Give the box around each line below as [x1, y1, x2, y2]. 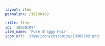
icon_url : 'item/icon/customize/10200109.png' [5, 34, 101, 39]
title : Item [5, 20, 29, 25]
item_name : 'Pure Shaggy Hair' [5, 30, 69, 34]
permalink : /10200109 [5, 12, 49, 16]
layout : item [5, 7, 32, 12]
